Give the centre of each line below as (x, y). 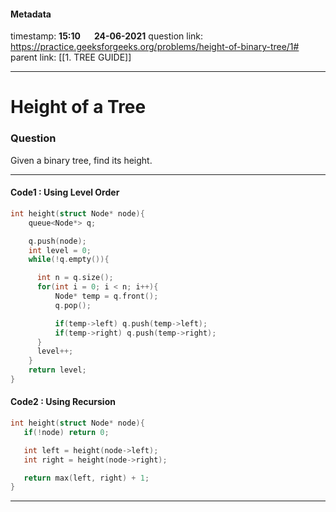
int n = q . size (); (75, 278)
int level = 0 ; (60, 250)
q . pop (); (73, 305)
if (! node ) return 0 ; (66, 432)
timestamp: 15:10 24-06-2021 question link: (107, 36)
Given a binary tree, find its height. (81, 160)
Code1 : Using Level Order (65, 192)
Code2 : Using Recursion (63, 402)
